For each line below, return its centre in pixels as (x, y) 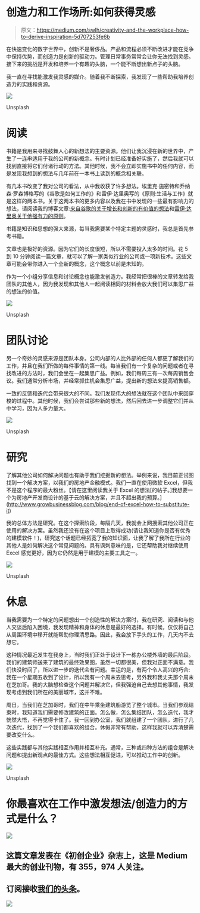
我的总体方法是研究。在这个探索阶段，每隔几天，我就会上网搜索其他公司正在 (100, 523)
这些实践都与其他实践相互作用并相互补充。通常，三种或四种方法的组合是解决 (100, 747)
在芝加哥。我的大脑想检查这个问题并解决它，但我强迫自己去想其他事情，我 (97, 684)
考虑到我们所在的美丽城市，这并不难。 (58, 692)
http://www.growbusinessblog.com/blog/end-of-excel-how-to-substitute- (99, 504)
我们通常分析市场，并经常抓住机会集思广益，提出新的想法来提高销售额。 (105, 381)
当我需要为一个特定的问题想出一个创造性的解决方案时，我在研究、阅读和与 (97, 620)
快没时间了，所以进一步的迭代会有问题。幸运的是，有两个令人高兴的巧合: (101, 669)
